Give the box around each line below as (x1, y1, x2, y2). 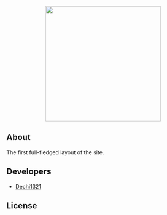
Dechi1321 (15, 182, 42, 190)
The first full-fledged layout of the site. (6, 148, 104, 156)
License (6, 200, 37, 211)
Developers (6, 166, 52, 177)
